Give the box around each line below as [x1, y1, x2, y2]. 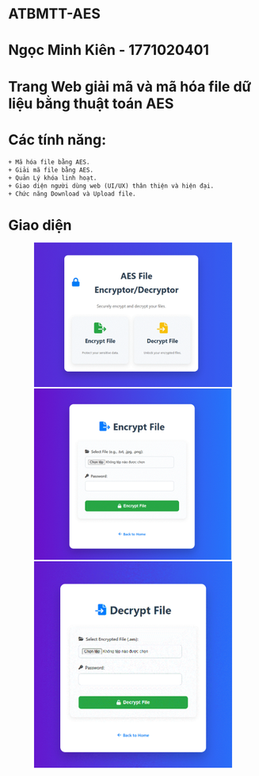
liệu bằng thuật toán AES [8, 95, 174, 112]
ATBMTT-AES [8, 5, 101, 23]
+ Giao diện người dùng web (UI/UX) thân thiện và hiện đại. [8, 182, 215, 190]
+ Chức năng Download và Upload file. [8, 190, 136, 198]
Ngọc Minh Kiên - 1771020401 [8, 41, 210, 60]
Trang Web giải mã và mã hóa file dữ [8, 77, 252, 95]
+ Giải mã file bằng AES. [8, 166, 93, 174]
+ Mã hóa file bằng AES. [8, 158, 90, 166]
